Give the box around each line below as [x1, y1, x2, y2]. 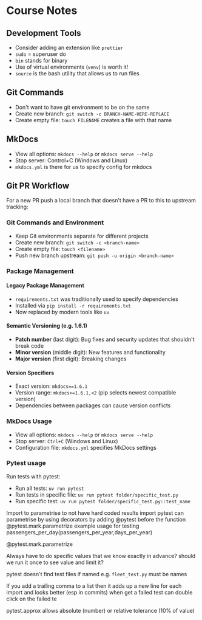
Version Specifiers [6, 369, 55, 376]
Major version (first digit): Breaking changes [15, 355, 127, 362]
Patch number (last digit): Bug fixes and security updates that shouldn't [15, 336, 195, 343]
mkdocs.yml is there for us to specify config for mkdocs [15, 163, 152, 170]
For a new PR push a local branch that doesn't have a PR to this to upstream [6, 197, 196, 204]
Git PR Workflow [6, 181, 70, 191]
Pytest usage [6, 459, 47, 467]
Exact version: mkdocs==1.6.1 [15, 382, 88, 390]
